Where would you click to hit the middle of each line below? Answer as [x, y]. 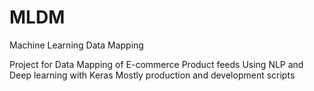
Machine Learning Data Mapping [76, 45]
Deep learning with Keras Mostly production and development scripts [152, 75]
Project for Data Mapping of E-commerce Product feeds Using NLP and [156, 64]
